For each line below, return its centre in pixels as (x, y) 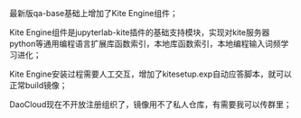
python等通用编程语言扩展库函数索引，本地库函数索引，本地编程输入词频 (145, 44)
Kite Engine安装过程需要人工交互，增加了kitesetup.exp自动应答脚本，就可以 (150, 74)
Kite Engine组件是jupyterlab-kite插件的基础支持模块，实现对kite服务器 (140, 32)
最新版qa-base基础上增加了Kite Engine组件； (94, 13)
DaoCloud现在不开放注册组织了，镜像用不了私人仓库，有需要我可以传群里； (150, 104)
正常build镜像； (38, 85)
